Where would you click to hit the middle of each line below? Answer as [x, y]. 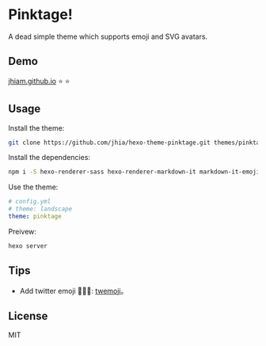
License [28, 316]
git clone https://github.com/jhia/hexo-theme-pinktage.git [110, 143]
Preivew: [23, 231]
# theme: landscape [40, 209]
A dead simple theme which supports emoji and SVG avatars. [108, 36]
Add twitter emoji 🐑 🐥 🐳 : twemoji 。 [74, 291]
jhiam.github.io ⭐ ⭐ [39, 81]
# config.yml [30, 202]
